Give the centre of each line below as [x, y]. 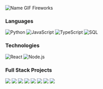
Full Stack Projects [29, 70]
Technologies [22, 46]
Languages [20, 21]
